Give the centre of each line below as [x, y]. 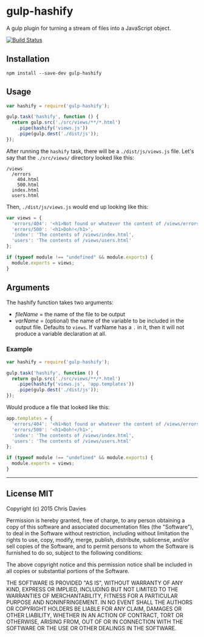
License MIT [30, 494]
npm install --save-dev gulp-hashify [54, 73]
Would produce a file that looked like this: [58, 407]
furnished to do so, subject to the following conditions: [74, 552]
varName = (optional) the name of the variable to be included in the [99, 321]
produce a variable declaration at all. [61, 333]
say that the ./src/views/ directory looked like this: [70, 157]
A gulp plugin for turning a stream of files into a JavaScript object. [89, 28]
